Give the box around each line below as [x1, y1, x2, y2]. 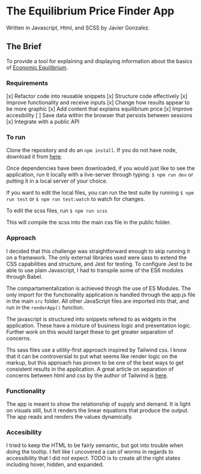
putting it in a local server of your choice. [6, 177, 108, 184]
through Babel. [6, 273, 43, 280]
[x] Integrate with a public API [6, 118, 80, 126]
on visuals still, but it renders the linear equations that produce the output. [6, 407, 189, 414]
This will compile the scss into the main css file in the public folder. [6, 219, 172, 226]
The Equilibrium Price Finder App [6, 4, 175, 18]
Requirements [6, 79, 49, 87]
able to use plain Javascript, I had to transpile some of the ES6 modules [6, 266, 184, 274]
